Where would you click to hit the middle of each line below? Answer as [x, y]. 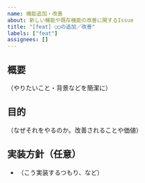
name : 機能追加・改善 [35, 14]
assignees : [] [28, 40]
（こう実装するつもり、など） [60, 173]
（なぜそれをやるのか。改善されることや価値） [75, 130]
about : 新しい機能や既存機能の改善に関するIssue [71, 20]
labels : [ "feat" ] [33, 33]
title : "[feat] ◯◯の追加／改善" [51, 27]
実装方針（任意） [44, 154]
